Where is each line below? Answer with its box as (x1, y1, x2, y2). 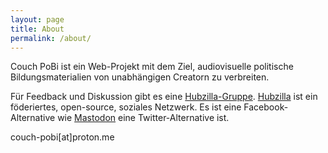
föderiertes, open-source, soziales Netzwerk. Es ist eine (10, 101, 242, 113)
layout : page (10, 14, 65, 25)
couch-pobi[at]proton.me (10, 131, 115, 143)
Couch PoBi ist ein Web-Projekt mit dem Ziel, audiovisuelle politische (10, 61, 294, 73)
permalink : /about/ (10, 33, 92, 43)
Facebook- (243, 101, 289, 113)
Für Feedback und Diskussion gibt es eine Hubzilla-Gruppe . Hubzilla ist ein (10, 91, 318, 103)
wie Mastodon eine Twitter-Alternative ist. (57, 112, 230, 124)
